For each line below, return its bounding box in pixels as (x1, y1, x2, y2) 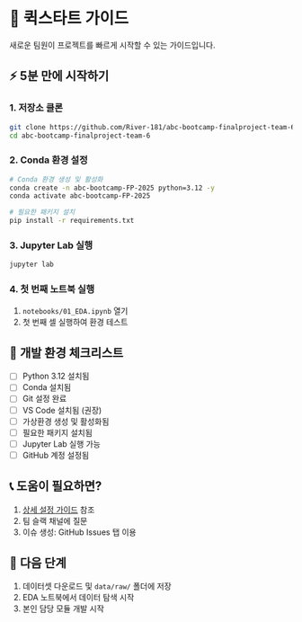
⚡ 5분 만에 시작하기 (9, 68, 110, 84)
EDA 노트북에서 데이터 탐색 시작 (22, 592, 135, 603)
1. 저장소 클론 (9, 102, 64, 114)
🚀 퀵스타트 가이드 (9, 8, 129, 29)
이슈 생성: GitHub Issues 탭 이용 (22, 527, 137, 538)
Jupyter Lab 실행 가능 (22, 438, 101, 449)
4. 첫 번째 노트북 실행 (9, 283, 95, 296)
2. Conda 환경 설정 (9, 154, 88, 166)
